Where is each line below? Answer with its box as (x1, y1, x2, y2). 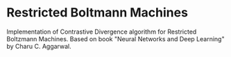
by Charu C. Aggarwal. (6, 42, 71, 50)
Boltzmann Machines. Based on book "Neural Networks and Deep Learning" (6, 34, 225, 43)
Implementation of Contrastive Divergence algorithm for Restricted (6, 27, 197, 36)
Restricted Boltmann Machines (6, 5, 189, 21)
